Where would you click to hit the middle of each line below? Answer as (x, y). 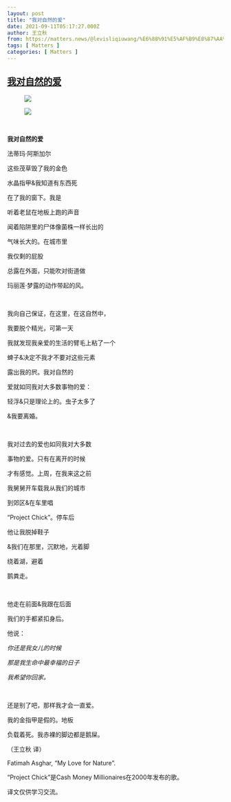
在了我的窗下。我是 (34, 197)
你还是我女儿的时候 (34, 648)
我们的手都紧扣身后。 (37, 619)
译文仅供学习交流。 (34, 792)
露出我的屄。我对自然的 (40, 372)
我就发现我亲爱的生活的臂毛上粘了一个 (61, 343)
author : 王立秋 (27, 33)
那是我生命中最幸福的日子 (43, 662)
